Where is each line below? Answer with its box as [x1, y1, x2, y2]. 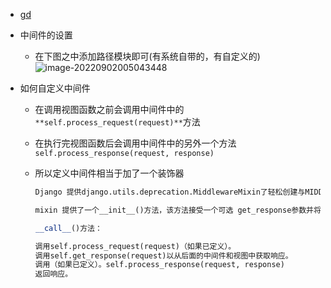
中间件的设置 [19, 29, 73, 41]
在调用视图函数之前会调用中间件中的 [34, 104, 185, 115]
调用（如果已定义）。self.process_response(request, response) [34, 260, 285, 270]
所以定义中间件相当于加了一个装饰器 [34, 167, 185, 179]
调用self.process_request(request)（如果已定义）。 [34, 241, 237, 251]
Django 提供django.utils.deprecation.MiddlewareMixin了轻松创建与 [34, 187, 306, 197]
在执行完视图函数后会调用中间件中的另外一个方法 [34, 137, 237, 149]
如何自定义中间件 [19, 82, 91, 94]
